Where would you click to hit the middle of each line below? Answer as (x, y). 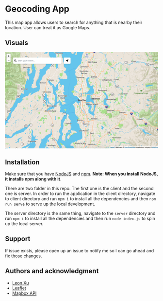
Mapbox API (24, 293)
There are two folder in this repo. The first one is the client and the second (79, 189)
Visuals (16, 43)
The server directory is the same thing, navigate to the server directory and (80, 213)
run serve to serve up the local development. (50, 204)
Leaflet (19, 288)
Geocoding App (37, 9)
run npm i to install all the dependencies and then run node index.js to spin (80, 219)
